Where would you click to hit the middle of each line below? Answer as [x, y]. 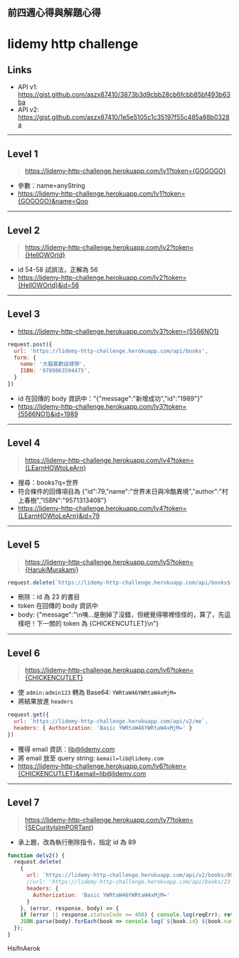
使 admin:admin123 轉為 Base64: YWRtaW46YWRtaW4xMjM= [97, 693]
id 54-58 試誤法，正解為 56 [58, 270]
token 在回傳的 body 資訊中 [58, 606]
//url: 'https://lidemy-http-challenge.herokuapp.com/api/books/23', [131, 882]
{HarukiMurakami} [52, 569]
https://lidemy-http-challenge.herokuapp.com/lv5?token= [109, 562]
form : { [25, 358]
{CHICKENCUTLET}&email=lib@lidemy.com [82, 773]
